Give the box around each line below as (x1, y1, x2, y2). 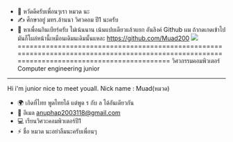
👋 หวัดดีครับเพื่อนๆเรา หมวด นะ (17, 8, 90, 15)
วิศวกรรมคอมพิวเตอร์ (171, 57, 221, 64)
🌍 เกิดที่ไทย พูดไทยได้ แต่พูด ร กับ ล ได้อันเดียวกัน (17, 98, 134, 107)
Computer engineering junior (17, 64, 100, 73)
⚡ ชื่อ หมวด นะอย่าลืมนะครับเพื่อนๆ (17, 127, 97, 135)
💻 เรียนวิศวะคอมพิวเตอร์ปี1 (17, 117, 82, 125)
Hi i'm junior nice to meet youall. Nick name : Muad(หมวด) (7, 85, 170, 92)
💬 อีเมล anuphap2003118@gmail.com (17, 109, 121, 116)
